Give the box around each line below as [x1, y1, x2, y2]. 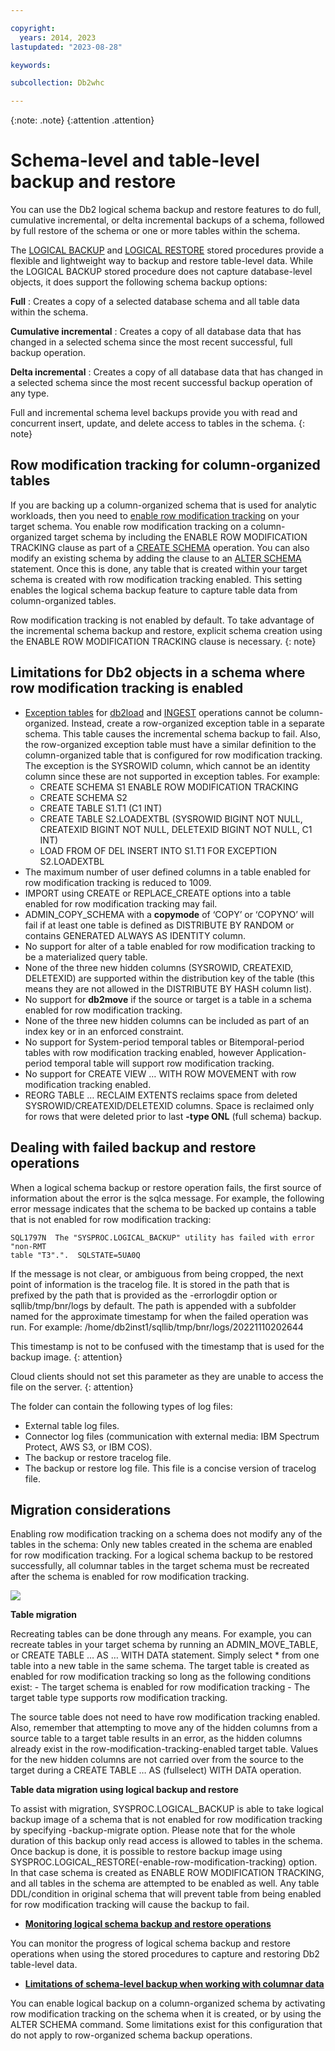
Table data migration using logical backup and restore [10, 1784, 239, 1796]
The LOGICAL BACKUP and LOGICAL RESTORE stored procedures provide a [10, 244, 325, 256]
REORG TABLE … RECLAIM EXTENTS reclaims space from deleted [24, 1089, 298, 1101]
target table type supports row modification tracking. [10, 1692, 228, 1704]
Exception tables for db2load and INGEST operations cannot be [24, 706, 287, 718]
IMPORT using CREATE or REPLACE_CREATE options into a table [24, 887, 292, 899]
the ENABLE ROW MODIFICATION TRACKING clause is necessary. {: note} [10, 635, 317, 647]
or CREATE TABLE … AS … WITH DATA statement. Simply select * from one [10, 1649, 320, 1661]
